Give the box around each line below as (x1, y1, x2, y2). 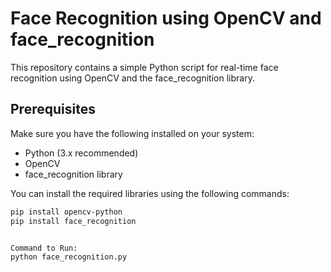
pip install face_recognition (10, 216, 137, 226)
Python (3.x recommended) (24, 147, 139, 159)
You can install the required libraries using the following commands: (10, 187, 290, 199)
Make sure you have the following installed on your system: (10, 127, 255, 139)
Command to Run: (10, 243, 78, 253)
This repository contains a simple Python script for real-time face (10, 61, 279, 73)
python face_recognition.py (10, 252, 128, 262)
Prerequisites (10, 101, 96, 118)
